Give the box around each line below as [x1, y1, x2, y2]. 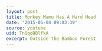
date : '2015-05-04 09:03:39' [6, 19, 78, 25]
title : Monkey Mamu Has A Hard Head [6, 14, 96, 20]
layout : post [6, 8, 38, 15]
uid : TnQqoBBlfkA [6, 30, 49, 36]
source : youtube [6, 25, 46, 31]
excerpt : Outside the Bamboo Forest [6, 36, 96, 42]
